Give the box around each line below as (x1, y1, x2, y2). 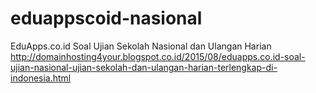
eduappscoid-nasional (10, 7, 203, 30)
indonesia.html (10, 72, 72, 84)
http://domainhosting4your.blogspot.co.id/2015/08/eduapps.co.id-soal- (10, 50, 306, 62)
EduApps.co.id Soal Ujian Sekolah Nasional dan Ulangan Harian (10, 40, 272, 52)
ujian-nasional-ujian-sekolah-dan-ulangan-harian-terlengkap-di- (10, 61, 278, 73)
